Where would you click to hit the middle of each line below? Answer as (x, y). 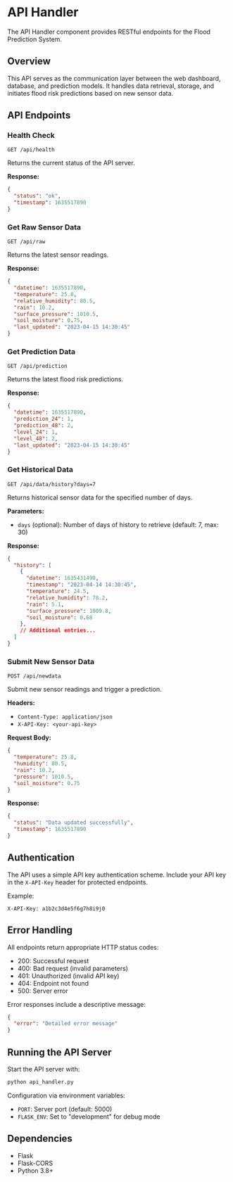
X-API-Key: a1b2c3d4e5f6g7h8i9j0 (56, 908)
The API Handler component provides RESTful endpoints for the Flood (109, 32)
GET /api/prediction (38, 367)
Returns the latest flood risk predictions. (65, 379)
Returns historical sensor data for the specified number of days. (100, 497)
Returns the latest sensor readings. (58, 255)
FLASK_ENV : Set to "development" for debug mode (89, 1117)
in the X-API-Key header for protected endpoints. (77, 882)
